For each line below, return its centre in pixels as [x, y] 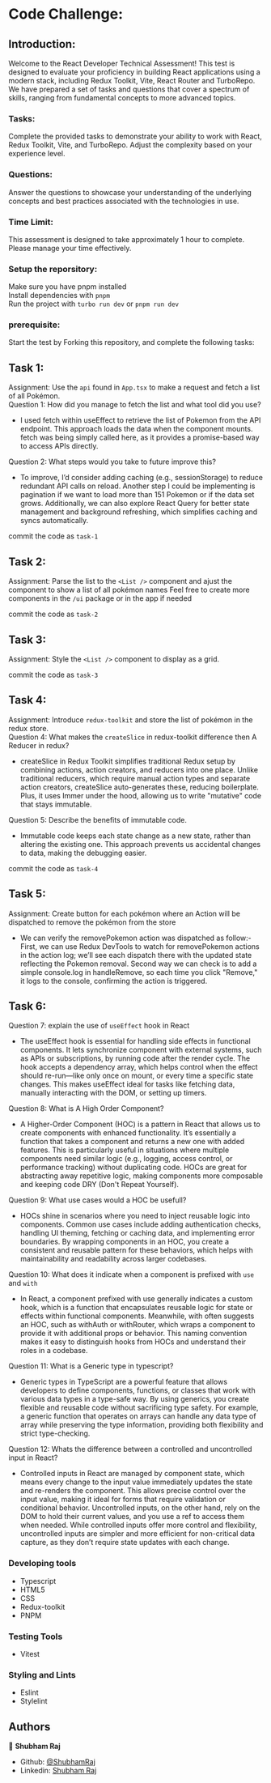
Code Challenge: [66, 14]
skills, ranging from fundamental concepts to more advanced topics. [122, 98]
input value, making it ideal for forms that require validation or [123, 1500]
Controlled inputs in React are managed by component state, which [132, 1474]
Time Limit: [31, 222]
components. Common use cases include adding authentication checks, [140, 1224]
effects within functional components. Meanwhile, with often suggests [137, 1316]
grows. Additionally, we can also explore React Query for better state [135, 504]
